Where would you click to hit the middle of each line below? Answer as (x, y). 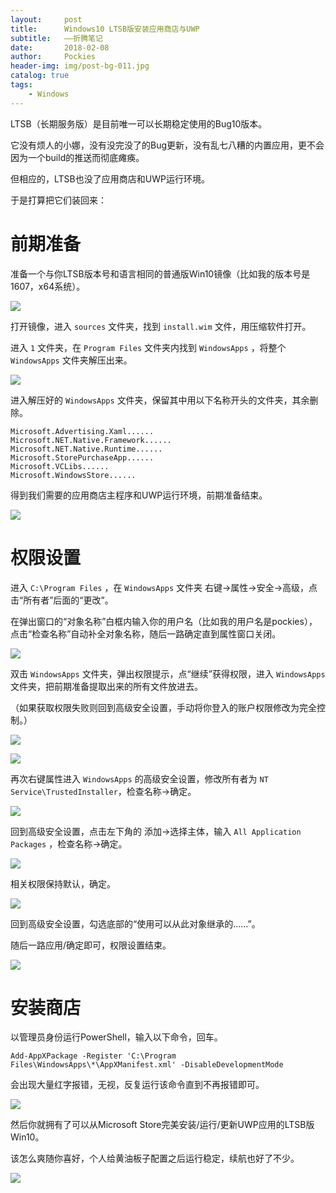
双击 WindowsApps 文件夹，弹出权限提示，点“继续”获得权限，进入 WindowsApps (168, 673)
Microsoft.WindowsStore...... (73, 475)
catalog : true (40, 76)
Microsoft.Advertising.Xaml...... (82, 431)
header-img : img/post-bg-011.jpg (80, 66)
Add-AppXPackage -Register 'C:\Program (93, 1056)
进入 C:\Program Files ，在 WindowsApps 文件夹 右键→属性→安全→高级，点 (164, 587)
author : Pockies (53, 57)
